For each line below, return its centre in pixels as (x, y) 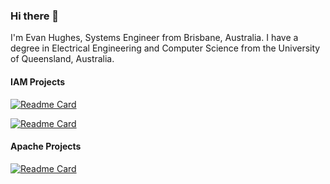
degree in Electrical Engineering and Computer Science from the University (165, 48)
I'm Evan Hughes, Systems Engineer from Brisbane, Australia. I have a (154, 38)
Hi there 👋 (35, 16)
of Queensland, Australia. (62, 59)
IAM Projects (37, 81)
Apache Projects (46, 146)
